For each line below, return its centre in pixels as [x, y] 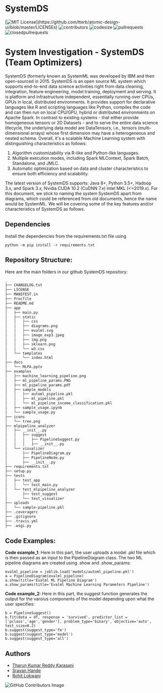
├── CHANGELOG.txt [24, 285]
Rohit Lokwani [26, 676]
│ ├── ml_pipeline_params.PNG [38, 380]
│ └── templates [24, 353]
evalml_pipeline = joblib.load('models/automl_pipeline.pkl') [70, 572]
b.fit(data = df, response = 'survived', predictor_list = [66, 617]
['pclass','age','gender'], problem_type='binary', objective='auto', [78, 622]
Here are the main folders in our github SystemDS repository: [66, 272]
